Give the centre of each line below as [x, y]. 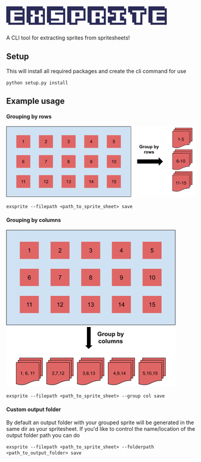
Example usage [35, 101]
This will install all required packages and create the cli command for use [96, 71]
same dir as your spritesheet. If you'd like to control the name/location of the [101, 429]
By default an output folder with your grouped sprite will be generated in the [100, 422]
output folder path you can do [43, 436]
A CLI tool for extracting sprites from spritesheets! [68, 37]
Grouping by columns [34, 220]
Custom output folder [34, 409]
